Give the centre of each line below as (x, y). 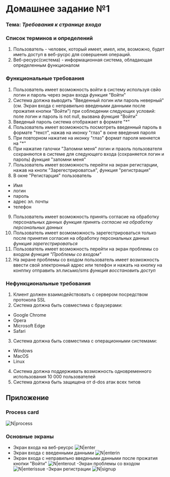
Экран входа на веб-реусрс (43, 447)
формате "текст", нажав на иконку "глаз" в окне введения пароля (84, 133)
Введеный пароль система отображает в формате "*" (71, 121)
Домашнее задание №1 (58, 9)
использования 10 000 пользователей (54, 377)
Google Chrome (30, 315)
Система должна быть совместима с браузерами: (68, 305)
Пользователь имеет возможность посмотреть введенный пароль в (87, 127)
